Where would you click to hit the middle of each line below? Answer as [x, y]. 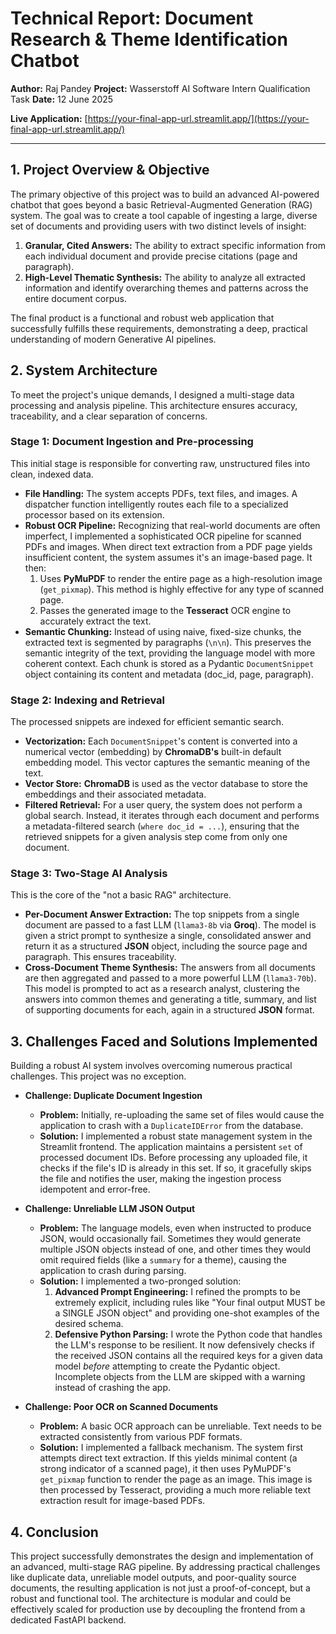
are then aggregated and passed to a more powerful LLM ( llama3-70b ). [170, 978]
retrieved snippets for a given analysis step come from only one [156, 837]
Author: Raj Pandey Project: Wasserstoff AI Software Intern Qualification [160, 88]
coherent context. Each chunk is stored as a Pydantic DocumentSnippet [169, 663]
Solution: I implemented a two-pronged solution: [140, 1281]
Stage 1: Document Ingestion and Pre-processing [132, 442]
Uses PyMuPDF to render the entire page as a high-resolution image [181, 578]
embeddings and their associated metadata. [115, 794]
